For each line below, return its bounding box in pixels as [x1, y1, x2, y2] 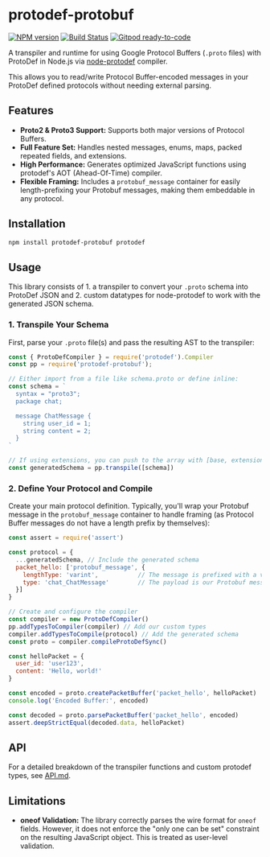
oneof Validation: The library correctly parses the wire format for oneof [19, 815, 257, 826]
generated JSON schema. [8, 299, 94, 309]
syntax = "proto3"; [15, 390, 81, 398]
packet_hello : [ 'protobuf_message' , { [15, 563, 146, 571]
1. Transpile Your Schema [8, 319, 109, 331]
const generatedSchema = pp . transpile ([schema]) [8, 464, 174, 472]
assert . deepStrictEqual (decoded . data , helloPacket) [8, 719, 185, 727]
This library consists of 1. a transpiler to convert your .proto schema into [8, 282, 249, 291]
